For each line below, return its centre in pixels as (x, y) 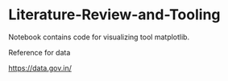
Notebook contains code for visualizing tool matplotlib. (99, 37)
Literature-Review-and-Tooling (114, 15)
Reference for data (39, 52)
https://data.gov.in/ (40, 68)
